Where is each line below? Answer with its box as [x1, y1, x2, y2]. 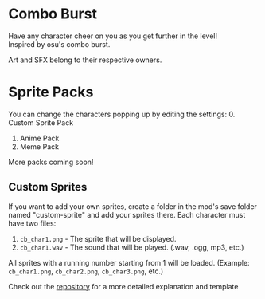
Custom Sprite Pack [8, 117, 74, 128]
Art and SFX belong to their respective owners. [8, 55, 162, 65]
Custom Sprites [8, 180, 88, 194]
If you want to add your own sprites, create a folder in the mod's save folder [8, 201, 257, 211]
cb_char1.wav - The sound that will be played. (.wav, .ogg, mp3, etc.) [19, 242, 244, 252]
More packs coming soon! [8, 157, 94, 167]
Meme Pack [19, 141, 60, 151]
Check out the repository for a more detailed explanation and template [8, 281, 239, 291]
